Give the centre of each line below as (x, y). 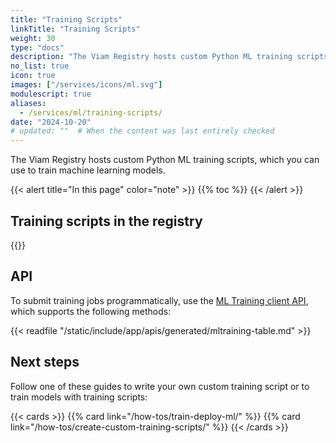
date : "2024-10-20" (51, 122)
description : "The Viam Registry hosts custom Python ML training (151, 57)
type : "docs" (37, 47)
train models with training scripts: (79, 397)
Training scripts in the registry (106, 221)
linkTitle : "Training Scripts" (75, 29)
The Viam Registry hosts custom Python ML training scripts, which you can (165, 160)
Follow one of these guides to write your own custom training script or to (160, 386)
